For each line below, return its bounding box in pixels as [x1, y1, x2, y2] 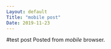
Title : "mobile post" [6, 14, 61, 20]
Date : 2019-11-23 [6, 20, 50, 26]
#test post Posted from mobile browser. [6, 36, 106, 44]
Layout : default [6, 8, 47, 15]
